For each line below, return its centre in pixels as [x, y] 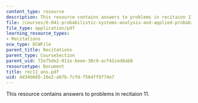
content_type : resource [35, 11]
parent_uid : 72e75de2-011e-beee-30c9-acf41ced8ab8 [70, 61]
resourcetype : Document [35, 66]
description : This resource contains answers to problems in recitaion [96, 17]
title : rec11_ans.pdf [33, 72]
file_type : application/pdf [41, 28]
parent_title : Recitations [39, 50]
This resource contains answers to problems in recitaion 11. [78, 94]
